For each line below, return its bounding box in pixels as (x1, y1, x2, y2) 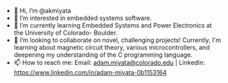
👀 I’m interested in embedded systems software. (13, 14, 152, 22)
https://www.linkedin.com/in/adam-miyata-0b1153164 (13, 68, 167, 76)
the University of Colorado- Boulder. (13, 28, 118, 37)
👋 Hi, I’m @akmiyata (13, 7, 71, 15)
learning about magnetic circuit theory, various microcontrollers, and (13, 44, 210, 51)
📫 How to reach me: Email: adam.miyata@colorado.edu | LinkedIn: (13, 59, 206, 66)
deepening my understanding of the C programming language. (13, 50, 193, 59)
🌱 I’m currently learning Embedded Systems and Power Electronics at (13, 21, 213, 29)
